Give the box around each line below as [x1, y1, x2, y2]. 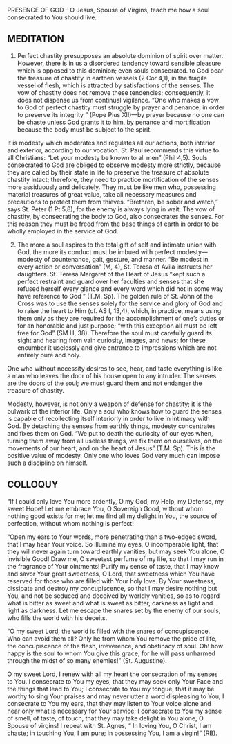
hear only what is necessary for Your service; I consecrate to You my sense [7, 707, 222, 715]
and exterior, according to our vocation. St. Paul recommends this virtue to [7, 145, 220, 154]
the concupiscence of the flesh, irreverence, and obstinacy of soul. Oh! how [7, 641, 224, 650]
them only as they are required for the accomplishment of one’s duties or [17, 314, 224, 322]
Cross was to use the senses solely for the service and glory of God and [17, 299, 223, 308]
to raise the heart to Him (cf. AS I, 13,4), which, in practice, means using [17, 306, 222, 315]
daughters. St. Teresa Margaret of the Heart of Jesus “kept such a [17, 269, 206, 278]
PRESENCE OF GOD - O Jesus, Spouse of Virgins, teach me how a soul [7, 6, 210, 14]
